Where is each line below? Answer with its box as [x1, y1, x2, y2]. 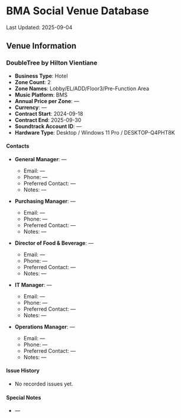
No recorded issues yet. [14, 381, 73, 388]
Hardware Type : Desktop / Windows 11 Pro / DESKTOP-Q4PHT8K [14, 129, 176, 136]
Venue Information [6, 41, 77, 51]
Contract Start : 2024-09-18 [14, 110, 83, 117]
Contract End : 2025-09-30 [14, 116, 82, 123]
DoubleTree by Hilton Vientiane [6, 59, 98, 67]
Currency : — [14, 104, 47, 111]
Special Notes [6, 394, 41, 401]
